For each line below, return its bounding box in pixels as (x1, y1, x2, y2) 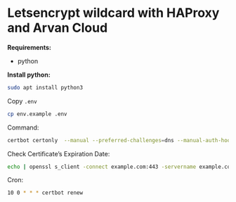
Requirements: (7, 43, 51, 51)
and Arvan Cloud (7, 20, 108, 36)
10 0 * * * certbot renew (7, 189, 83, 196)
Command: (7, 123, 39, 132)
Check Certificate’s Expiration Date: (7, 149, 110, 158)
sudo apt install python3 (7, 84, 83, 91)
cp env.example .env (7, 111, 68, 118)
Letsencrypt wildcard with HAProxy (7, 5, 220, 21)
